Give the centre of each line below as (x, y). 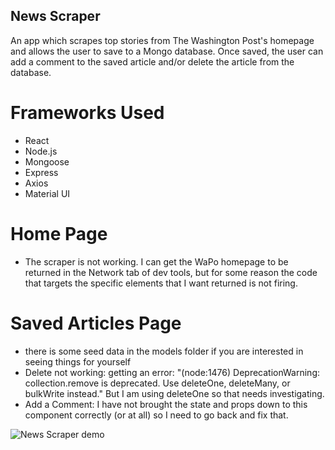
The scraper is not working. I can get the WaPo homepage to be (156, 261)
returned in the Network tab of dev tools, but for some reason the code (171, 272)
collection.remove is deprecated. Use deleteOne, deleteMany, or (157, 383)
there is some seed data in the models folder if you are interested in (164, 351)
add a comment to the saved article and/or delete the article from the (152, 61)
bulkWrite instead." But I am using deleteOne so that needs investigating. (174, 393)
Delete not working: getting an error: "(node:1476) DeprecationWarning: (172, 372)
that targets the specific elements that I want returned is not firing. (161, 283)
